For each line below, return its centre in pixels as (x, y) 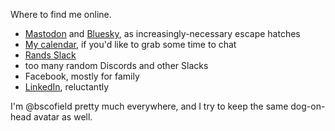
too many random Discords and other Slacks (116, 65)
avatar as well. (63, 117)
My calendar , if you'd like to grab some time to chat (130, 44)
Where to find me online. (61, 14)
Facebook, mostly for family (82, 76)
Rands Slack (50, 55)
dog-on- (308, 106)
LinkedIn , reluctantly (67, 87)
